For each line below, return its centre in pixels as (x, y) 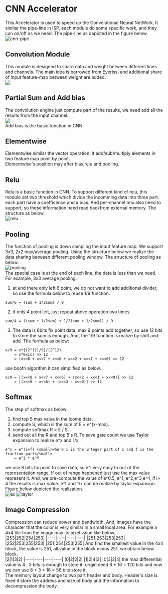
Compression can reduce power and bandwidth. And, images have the (78, 522)
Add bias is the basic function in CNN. (45, 125)
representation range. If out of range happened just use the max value (78, 473)
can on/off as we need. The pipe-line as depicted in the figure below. (76, 33)
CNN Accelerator (41, 9)
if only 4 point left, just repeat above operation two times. (72, 312)
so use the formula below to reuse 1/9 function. (61, 293)
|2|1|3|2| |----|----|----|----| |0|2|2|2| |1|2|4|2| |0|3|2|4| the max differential (83, 559)
